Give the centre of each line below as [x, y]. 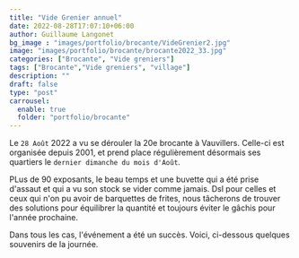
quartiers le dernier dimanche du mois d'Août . [95, 162]
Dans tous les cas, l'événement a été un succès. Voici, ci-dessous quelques [149, 235]
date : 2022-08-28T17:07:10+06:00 [72, 26]
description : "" [40, 76]
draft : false [34, 84]
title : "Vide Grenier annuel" [66, 17]
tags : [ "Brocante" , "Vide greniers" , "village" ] [100, 68]
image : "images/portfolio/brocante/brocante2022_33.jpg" [118, 51]
